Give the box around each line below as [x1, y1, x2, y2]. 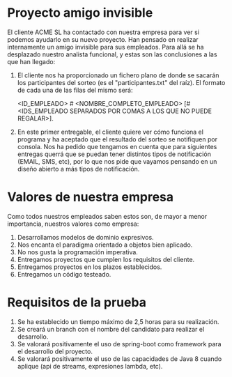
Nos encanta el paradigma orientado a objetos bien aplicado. [17, 240, 193, 249]
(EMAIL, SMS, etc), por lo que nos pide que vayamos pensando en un [17, 157, 217, 165]
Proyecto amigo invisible [7, 5, 153, 21]
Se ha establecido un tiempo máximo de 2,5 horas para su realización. [17, 317, 219, 325]
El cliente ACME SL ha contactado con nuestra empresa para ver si [7, 28, 200, 36]
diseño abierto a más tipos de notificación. [17, 164, 140, 173]
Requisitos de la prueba [7, 295, 146, 311]
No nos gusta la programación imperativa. [17, 247, 138, 256]
